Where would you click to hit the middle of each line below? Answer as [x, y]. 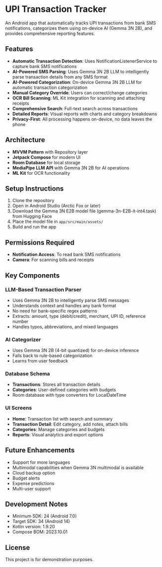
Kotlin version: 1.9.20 [34, 527]
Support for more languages [41, 462]
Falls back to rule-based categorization [52, 355]
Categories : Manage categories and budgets [58, 429]
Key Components [32, 275]
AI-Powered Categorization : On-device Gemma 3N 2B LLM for [77, 82]
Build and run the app [34, 227]
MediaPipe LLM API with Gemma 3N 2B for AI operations [71, 168]
